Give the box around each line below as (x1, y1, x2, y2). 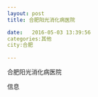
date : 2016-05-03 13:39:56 (7, 29, 91, 36)
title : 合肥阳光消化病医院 (7, 17, 76, 23)
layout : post (7, 10, 45, 17)
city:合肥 (7, 42, 33, 49)
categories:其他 (7, 35, 52, 42)
